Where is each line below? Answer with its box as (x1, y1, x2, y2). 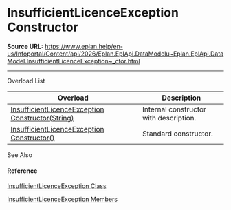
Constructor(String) (10, 113, 74, 123)
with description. (142, 113, 197, 123)
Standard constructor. (142, 129, 213, 138)
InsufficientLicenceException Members (7, 195, 118, 204)
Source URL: (7, 42, 43, 50)
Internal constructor (142, 105, 206, 114)
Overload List (7, 76, 45, 85)
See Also (7, 150, 33, 159)
